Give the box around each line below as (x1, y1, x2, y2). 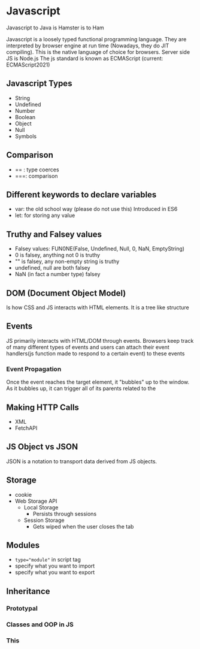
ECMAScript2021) (6, 61, 50, 68)
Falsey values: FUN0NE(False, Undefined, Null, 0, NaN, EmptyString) (14, 245, 184, 252)
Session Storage (23, 517, 65, 524)
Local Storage (23, 503, 59, 511)
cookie (14, 491, 32, 498)
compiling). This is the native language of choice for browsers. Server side (6, 48, 190, 55)
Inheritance (6, 586, 50, 596)
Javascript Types (6, 79, 72, 89)
